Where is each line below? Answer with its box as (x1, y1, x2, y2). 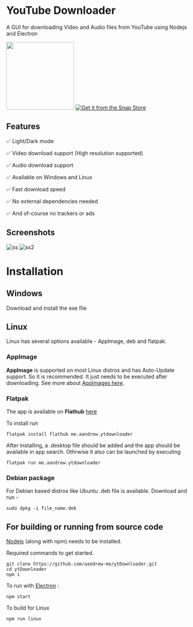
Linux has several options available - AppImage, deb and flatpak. (6, 338, 167, 345)
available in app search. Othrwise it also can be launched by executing (6, 448, 181, 455)
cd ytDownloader (6, 566, 47, 572)
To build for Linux (6, 604, 50, 611)
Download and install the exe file (6, 304, 87, 312)
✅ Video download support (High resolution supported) (6, 149, 143, 156)
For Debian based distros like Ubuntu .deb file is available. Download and (6, 487, 188, 495)
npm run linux (6, 616, 42, 622)
